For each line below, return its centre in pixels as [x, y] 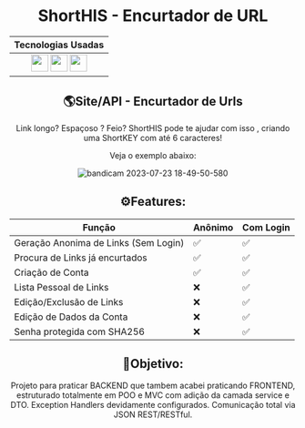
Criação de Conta [51, 272]
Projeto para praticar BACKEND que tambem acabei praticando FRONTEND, [153, 386]
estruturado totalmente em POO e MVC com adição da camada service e [153, 395]
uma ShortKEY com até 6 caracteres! [153, 138]
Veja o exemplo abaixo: [153, 155]
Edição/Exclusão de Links [69, 301]
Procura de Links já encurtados [81, 258]
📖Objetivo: [153, 364]
